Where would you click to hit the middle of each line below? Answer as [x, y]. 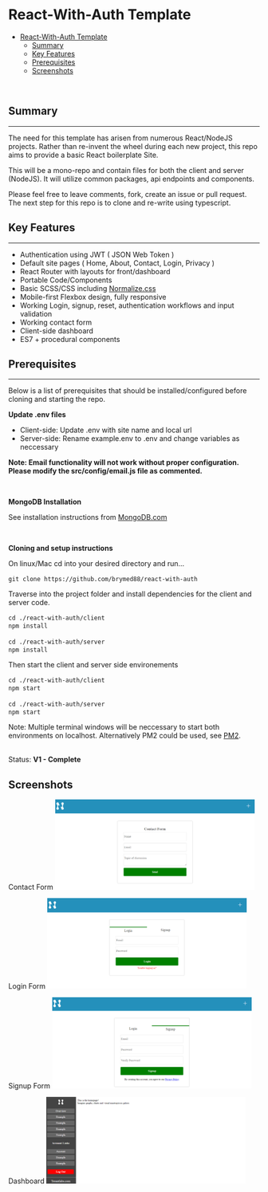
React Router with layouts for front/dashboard [95, 271]
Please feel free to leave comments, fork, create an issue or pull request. [128, 194]
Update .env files [37, 415]
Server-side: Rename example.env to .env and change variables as [130, 439]
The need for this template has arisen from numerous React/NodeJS [120, 138]
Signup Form [29, 1086]
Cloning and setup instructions [61, 549]
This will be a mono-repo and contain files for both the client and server [126, 170]
